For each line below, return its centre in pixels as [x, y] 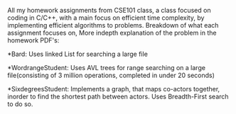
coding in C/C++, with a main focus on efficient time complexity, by [106, 18]
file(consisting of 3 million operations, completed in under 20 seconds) [111, 75]
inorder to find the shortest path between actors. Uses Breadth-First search [118, 96]
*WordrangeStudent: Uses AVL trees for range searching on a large [107, 68]
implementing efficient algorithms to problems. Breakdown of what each [113, 25]
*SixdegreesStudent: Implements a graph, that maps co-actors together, [114, 89]
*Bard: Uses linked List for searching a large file [77, 54]
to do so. [20, 104]
